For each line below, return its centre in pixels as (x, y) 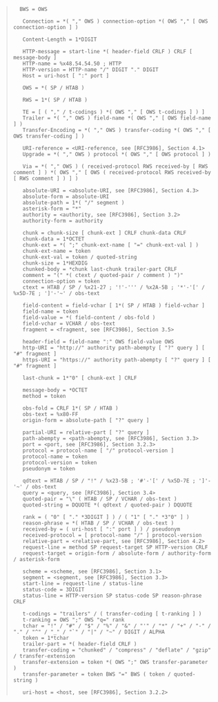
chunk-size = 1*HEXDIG (55, 263)
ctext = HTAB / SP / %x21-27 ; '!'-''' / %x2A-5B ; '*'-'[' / (113, 287)
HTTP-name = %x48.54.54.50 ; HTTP (72, 64)
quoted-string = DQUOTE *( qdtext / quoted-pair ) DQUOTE (108, 505)
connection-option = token (61, 281)
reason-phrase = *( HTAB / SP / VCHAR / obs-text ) (98, 523)
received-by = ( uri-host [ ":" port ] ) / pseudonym (101, 529)
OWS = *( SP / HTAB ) (53, 88)
